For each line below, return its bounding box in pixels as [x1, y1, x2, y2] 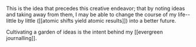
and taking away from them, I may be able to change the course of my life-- [6, 11, 191, 18]
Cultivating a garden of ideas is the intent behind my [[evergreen [6, 28, 164, 35]
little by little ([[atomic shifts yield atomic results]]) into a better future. [6, 17, 177, 24]
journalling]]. [6, 35, 37, 41]
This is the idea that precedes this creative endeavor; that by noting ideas [6, 5, 185, 12]
